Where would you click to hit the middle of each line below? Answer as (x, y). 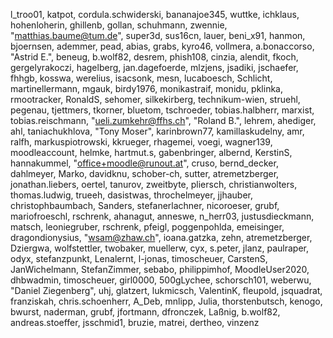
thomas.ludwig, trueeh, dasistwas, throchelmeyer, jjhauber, (131, 195)
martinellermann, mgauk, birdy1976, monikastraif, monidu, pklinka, (146, 88)
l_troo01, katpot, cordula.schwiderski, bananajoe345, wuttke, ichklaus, (155, 14)
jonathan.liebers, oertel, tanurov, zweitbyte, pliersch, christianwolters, (154, 184)
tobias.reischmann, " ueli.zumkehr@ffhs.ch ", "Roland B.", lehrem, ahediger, (163, 120)
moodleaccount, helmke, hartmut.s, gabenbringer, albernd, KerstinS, (151, 152)
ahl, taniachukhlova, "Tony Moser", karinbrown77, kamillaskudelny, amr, (157, 131)
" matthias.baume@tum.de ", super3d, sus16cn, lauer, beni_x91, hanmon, (158, 35)
